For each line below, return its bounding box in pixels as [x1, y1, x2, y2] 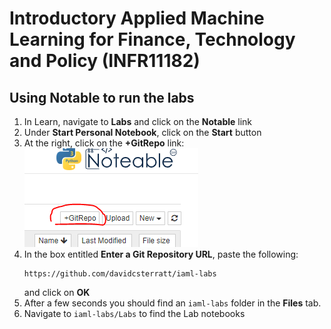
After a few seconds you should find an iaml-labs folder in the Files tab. [23, 297, 322, 309]
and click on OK [23, 287, 91, 298]
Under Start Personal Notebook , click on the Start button [23, 127, 262, 138]
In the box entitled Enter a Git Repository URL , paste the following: [23, 248, 299, 260]
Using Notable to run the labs [9, 89, 195, 106]
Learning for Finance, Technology [9, 28, 296, 51]
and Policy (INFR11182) [9, 50, 201, 72]
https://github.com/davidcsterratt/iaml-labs [23, 269, 217, 279]
